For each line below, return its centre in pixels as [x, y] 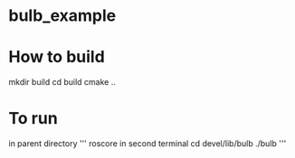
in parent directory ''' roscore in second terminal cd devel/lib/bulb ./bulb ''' [147, 144]
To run [33, 119]
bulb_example [62, 16]
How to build [57, 57]
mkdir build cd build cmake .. [62, 82]
